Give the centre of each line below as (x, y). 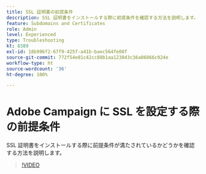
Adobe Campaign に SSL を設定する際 (103, 112)
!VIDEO (30, 165)
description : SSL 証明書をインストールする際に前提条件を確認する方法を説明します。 (102, 18)
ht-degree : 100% (27, 74)
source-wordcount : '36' (37, 69)
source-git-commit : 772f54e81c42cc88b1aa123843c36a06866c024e (87, 57)
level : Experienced (31, 35)
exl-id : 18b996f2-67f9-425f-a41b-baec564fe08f (67, 52)
